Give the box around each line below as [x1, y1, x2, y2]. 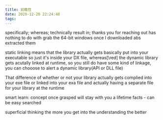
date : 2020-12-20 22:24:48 [5, 12, 60, 17]
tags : [5, 16, 16, 21]
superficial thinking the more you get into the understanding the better [5, 109, 147, 115]
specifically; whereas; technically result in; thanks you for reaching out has [5, 30, 156, 36]
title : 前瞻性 [5, 7, 32, 12]
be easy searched [5, 100, 42, 106]
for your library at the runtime [5, 85, 65, 91]
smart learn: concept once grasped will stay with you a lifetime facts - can [5, 95, 155, 100]
